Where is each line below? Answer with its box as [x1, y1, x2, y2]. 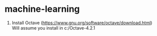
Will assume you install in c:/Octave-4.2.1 [11, 25, 96, 31]
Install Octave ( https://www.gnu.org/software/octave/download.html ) [11, 20, 153, 26]
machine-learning [4, 3, 80, 15]
